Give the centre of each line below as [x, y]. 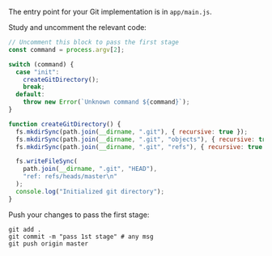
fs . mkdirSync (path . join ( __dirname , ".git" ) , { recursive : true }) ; [132, 132]
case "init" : [38, 72]
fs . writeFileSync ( [47, 161]
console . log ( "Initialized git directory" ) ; [90, 191]
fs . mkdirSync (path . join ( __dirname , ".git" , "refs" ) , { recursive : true [139, 147]
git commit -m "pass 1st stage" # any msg [81, 237]
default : [30, 95]
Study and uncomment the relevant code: [78, 27]
